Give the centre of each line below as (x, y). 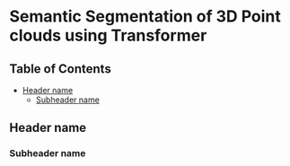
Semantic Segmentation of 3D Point (145, 17)
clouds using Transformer (108, 35)
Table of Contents (61, 69)
